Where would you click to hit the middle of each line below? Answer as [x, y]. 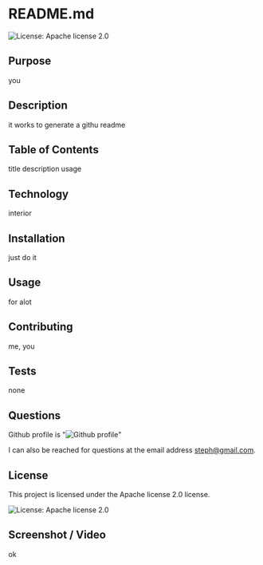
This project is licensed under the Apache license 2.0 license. [109, 495]
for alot [20, 302]
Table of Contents [54, 150]
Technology [39, 194]
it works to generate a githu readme [67, 124]
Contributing [41, 327]
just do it [23, 257]
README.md [51, 14]
